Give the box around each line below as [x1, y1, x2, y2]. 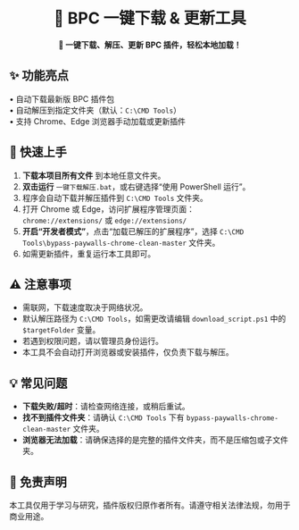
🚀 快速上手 [9, 145, 67, 160]
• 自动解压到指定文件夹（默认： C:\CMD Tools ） [9, 105, 181, 115]
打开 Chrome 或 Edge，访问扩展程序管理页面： [21, 203, 195, 215]
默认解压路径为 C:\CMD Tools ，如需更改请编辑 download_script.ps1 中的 [21, 314, 287, 324]
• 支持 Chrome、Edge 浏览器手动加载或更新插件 [9, 115, 186, 126]
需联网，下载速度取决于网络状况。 [21, 302, 148, 313]
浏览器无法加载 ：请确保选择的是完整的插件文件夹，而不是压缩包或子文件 [21, 434, 288, 445]
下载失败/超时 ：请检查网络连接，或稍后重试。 [21, 401, 190, 412]
